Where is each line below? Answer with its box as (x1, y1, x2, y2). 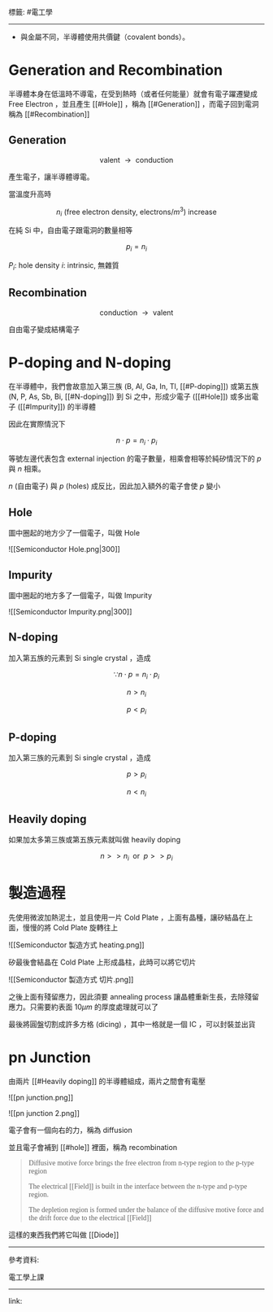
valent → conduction (99, 155, 174, 164)
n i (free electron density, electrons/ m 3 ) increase (56, 205, 217, 218)
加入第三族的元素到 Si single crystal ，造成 (8, 752, 151, 763)
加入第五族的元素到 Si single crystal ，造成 (8, 653, 151, 663)
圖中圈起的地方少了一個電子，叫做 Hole (8, 528, 141, 538)
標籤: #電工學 (8, 7, 53, 16)
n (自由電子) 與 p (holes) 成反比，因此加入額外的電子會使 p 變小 (8, 481, 221, 491)
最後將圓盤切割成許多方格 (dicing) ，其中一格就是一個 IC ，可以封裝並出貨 (8, 1020, 256, 1030)
